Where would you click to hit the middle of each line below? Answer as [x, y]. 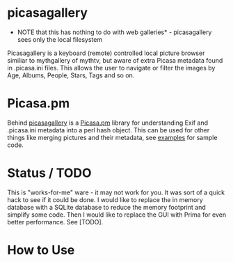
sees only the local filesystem [60, 39]
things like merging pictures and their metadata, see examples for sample [112, 137]
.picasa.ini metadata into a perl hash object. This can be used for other [109, 130]
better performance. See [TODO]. [55, 222]
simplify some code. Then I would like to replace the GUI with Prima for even [117, 215]
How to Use [41, 250]
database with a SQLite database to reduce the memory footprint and [107, 207]
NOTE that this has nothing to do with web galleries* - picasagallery [114, 32]
